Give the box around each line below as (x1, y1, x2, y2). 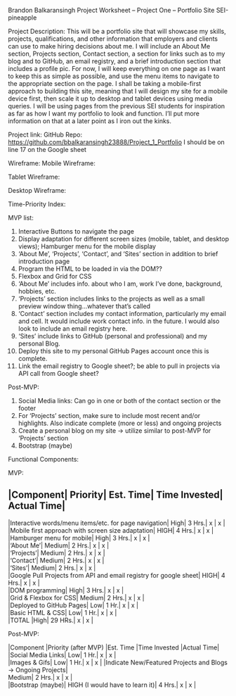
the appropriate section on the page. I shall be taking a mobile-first (8, 80, 202, 87)
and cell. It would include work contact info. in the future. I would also (18, 317, 220, 325)
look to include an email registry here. (18, 324, 128, 333)
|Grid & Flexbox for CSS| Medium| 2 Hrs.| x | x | (8, 593, 145, 602)
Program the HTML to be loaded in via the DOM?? (18, 265, 162, 273)
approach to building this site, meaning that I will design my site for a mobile (8, 87, 228, 95)
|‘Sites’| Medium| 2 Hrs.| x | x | (8, 563, 96, 572)
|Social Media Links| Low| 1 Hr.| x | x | (8, 650, 117, 659)
